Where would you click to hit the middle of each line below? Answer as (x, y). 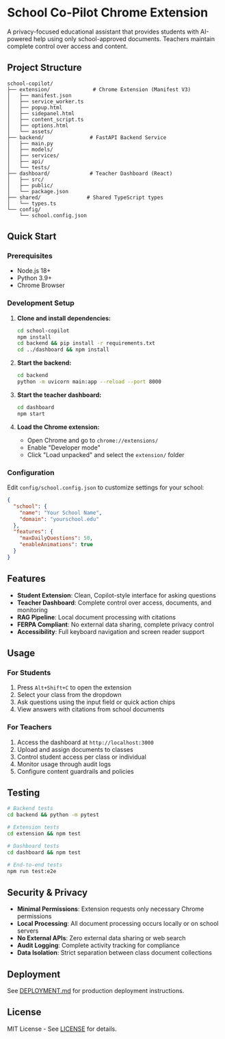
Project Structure (44, 68)
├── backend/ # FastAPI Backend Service (87, 137)
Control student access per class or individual (82, 757)
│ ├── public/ (30, 185)
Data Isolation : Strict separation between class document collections (114, 953)
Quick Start (32, 237)
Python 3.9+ (35, 278)
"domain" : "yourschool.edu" (59, 519)
